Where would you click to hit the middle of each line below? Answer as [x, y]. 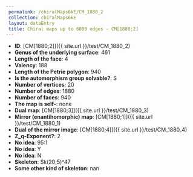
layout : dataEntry [31, 23]
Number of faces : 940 [42, 98]
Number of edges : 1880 [44, 91]
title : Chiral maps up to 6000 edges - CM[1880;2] [73, 29]
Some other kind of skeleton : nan [57, 169]
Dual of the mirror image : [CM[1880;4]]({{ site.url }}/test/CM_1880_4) [101, 130]
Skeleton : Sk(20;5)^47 [42, 162]
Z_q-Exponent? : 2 [38, 136]
